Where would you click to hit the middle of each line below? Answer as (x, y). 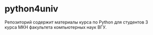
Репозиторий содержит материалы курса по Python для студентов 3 (76, 22)
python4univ (32, 9)
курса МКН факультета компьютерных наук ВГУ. (56, 27)
